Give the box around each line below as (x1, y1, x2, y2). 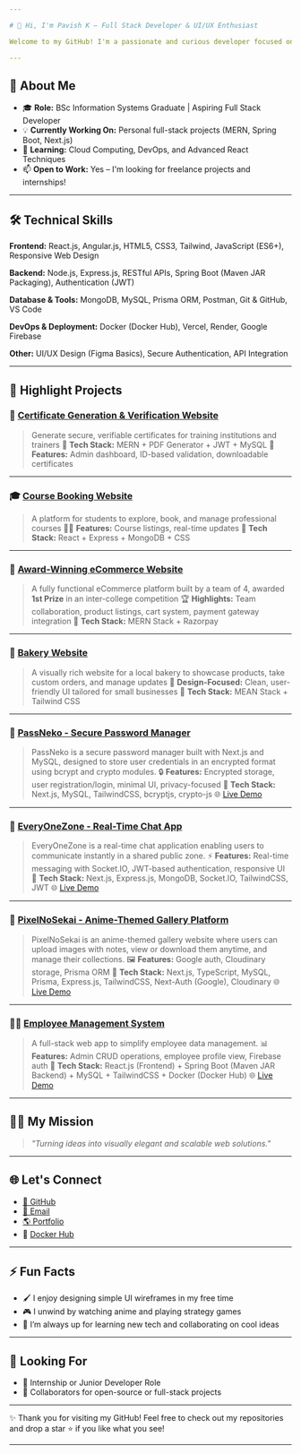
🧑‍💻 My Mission (9, 1114, 94, 1130)
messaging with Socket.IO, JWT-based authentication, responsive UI (30, 864, 285, 874)
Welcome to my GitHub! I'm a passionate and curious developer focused (9, 37, 282, 46)
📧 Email (21, 1206, 51, 1217)
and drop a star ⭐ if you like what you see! (9, 1424, 165, 1434)
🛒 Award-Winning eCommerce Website (9, 564, 184, 576)
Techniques (21, 154, 66, 165)
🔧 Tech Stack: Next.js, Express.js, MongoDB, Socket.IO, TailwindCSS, (30, 873, 288, 883)
